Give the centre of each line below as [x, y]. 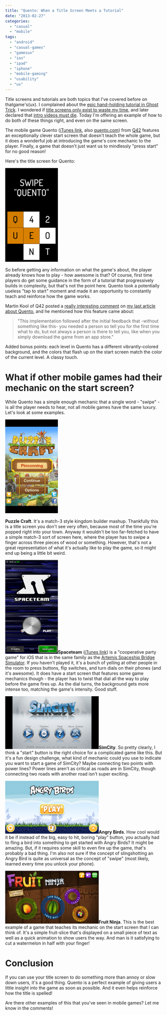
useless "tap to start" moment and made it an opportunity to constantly [78, 291]
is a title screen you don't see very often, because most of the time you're [81, 526]
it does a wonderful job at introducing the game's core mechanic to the [78, 140]
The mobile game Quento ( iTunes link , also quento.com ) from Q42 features [82, 130]
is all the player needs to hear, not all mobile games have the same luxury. [81, 407]
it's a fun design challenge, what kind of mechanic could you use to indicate [83, 758]
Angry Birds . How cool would [129, 832]
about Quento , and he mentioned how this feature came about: [70, 311]
